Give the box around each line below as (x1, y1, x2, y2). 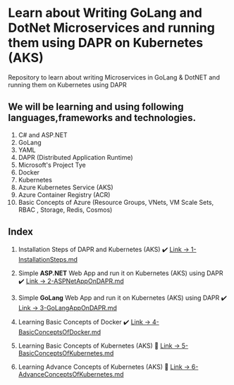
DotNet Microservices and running (8, 20, 216, 36)
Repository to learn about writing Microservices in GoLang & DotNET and (8, 72, 221, 82)
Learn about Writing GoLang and (8, 5, 203, 21)
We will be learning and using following (8, 101, 184, 113)
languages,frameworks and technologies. (8, 112, 197, 124)
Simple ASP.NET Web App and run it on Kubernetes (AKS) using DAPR (18, 269, 224, 277)
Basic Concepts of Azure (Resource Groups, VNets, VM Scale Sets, (18, 198, 214, 206)
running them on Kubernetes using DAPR (8, 80, 127, 89)
